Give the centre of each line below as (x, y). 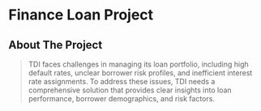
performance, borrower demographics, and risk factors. (121, 98)
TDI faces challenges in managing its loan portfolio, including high (138, 64)
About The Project (56, 45)
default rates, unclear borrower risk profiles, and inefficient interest (140, 73)
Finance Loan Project (81, 15)
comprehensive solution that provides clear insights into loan (130, 90)
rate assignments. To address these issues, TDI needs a (122, 81)
